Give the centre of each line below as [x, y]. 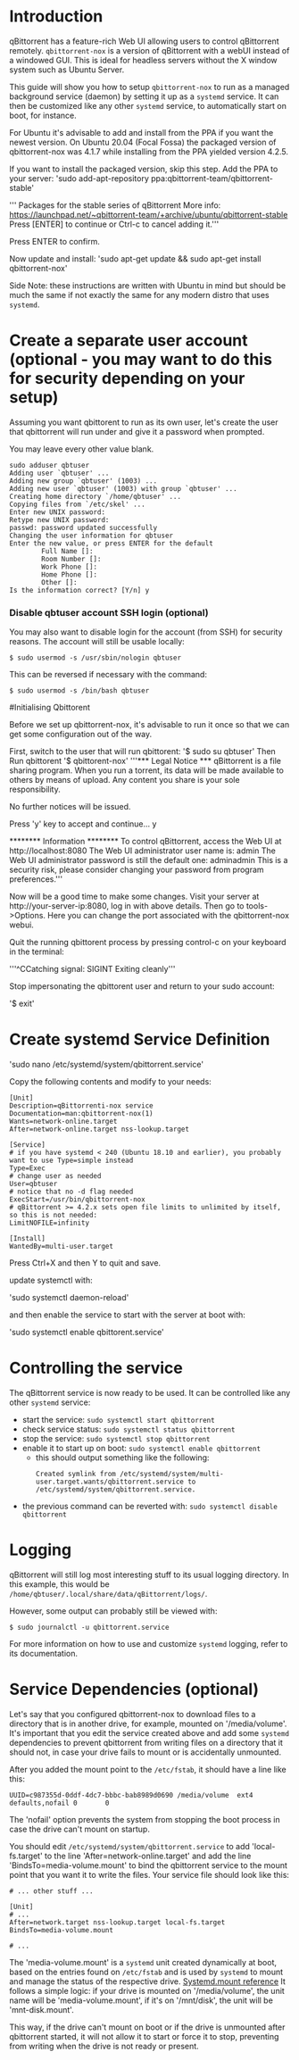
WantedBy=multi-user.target [62, 1247]
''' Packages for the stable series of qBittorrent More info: [115, 205]
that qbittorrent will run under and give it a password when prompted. [137, 431]
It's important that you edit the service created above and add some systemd [149, 1732]
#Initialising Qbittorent [50, 708]
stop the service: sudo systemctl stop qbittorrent [116, 1439]
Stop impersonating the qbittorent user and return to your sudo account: [142, 986]
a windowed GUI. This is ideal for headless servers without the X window [143, 60]
